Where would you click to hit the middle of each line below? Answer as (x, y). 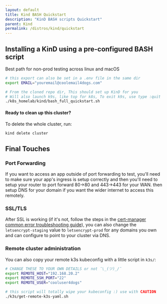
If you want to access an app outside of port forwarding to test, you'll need (83, 174)
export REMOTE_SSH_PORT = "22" (36, 278)
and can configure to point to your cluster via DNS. (58, 236)
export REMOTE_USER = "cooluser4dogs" (44, 283)
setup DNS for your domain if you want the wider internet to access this (79, 190)
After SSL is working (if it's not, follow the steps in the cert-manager (76, 219)
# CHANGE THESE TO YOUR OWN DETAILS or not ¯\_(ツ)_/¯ (63, 269)
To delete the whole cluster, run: (38, 124)
